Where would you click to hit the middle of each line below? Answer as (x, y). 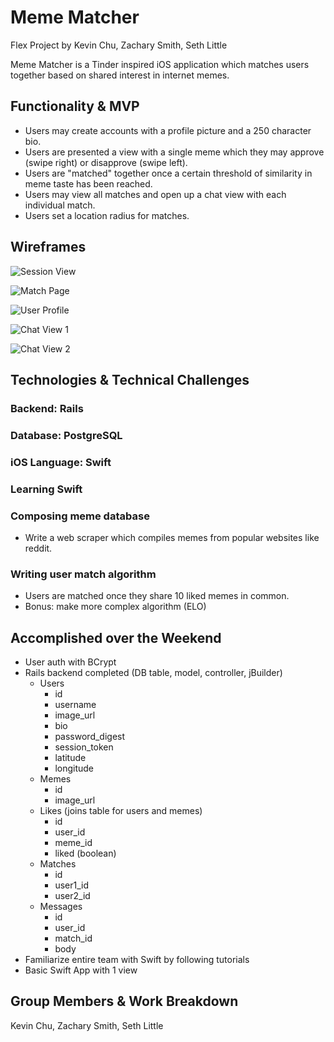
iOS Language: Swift (61, 462)
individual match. (60, 205)
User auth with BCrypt (70, 662)
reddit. (38, 548)
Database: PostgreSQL (66, 435)
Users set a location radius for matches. (107, 215)
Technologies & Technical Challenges (130, 379)
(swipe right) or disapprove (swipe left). (106, 162)
